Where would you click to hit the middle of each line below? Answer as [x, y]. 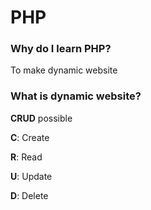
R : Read [26, 157]
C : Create [30, 137]
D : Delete [29, 195]
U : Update [31, 176]
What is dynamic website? [76, 96]
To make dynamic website [64, 70]
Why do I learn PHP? [61, 49]
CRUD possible [41, 118]
